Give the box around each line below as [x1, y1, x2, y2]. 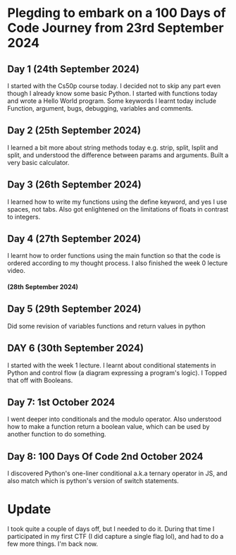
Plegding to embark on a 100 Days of [7, 5, 227, 21]
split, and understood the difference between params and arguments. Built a [7, 150, 229, 159]
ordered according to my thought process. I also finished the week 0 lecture [7, 259, 228, 267]
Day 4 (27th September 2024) [7, 233, 142, 245]
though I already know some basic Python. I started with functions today [7, 90, 218, 97]
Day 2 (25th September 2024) [7, 125, 142, 137]
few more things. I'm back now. [7, 539, 99, 548]
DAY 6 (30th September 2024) [7, 342, 144, 354]
